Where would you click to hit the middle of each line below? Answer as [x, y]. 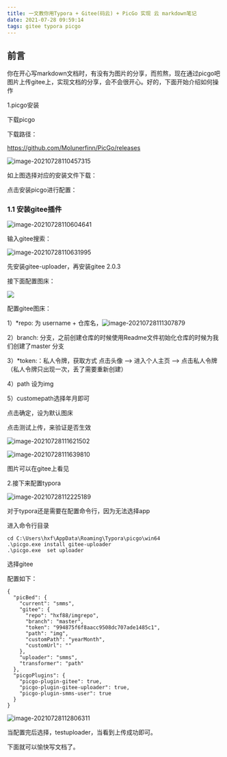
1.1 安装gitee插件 [35, 210]
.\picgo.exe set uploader [45, 551]
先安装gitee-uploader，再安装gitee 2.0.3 [64, 266]
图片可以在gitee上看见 [38, 469]
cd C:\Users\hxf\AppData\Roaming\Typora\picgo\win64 [84, 538]
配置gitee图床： [29, 308]
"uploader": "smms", [49, 658]
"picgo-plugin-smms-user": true [65, 694]
